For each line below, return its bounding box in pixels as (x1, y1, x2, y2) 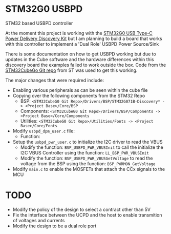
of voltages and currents (12, 217, 65, 223)
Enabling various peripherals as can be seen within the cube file (12, 87, 148, 93)
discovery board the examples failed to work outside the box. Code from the (5, 62, 166, 68)
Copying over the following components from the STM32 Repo (12, 92, 145, 99)
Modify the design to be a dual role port (12, 223, 97, 229)
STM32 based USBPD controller (5, 20, 73, 26)
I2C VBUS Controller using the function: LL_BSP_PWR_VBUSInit (20, 149, 149, 155)
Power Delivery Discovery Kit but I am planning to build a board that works (5, 35, 162, 42)
